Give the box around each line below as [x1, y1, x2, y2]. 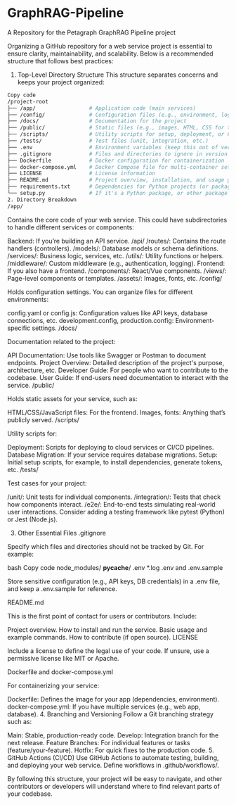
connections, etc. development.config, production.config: [7, 316, 174, 324]
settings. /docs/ [32, 324, 77, 332]
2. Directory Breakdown [7, 196, 77, 203]
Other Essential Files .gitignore [17, 528, 107, 537]
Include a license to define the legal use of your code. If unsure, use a [7, 646, 209, 655]
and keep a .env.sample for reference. [7, 584, 117, 592]
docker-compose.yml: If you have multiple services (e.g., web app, [7, 702, 201, 711]
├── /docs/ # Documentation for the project [7, 118, 188, 125]
